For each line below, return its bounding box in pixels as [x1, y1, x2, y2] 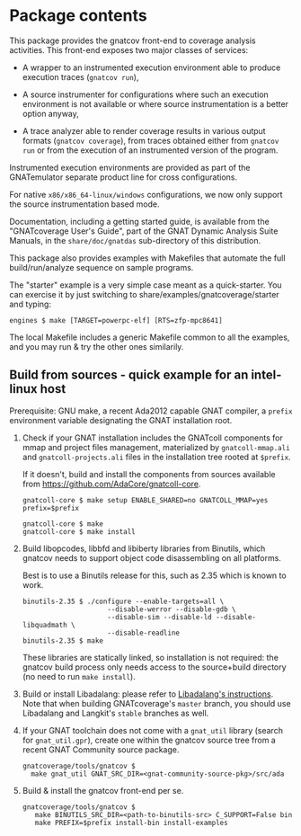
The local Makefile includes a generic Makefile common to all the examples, [9, 332, 290, 342]
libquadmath [22, 620, 67, 629]
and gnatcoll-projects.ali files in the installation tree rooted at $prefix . [22, 451, 291, 462]
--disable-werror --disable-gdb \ [107, 604, 236, 614]
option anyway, [22, 108, 79, 119]
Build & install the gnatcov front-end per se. [22, 785, 184, 796]
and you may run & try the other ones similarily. [9, 341, 184, 351]
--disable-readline [107, 628, 180, 637]
